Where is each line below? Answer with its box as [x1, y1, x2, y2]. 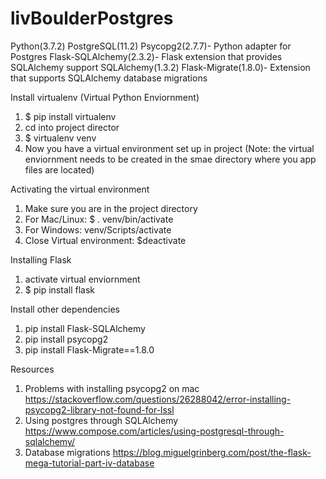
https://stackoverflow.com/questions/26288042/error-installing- [24, 393, 292, 405]
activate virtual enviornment [24, 273, 141, 285]
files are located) [24, 163, 95, 176]
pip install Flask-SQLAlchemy [24, 322, 146, 334]
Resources [10, 363, 55, 375]
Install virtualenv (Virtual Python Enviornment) [10, 91, 200, 103]
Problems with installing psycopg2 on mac [24, 382, 200, 394]
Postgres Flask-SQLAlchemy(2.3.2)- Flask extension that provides [10, 50, 283, 62]
